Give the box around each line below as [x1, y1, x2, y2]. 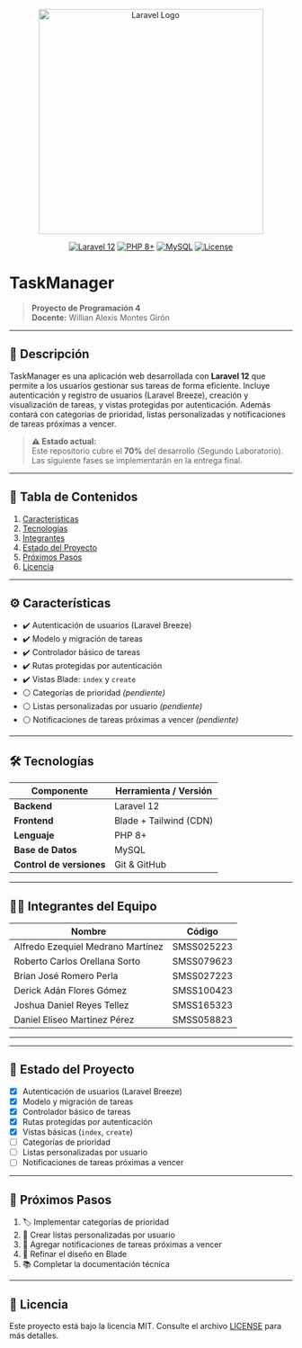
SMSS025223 [172, 940, 234, 953]
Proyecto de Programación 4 [31, 302, 141, 313]
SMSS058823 [172, 1013, 234, 1026]
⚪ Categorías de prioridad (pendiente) [22, 687, 166, 698]
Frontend [13, 814, 54, 827]
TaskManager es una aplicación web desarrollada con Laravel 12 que [9, 370, 266, 382]
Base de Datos [13, 844, 77, 857]
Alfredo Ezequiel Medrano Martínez [13, 940, 164, 953]
